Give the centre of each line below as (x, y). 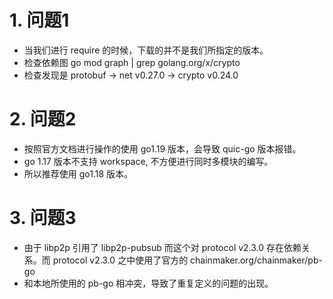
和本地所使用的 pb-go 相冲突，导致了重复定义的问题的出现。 (148, 283)
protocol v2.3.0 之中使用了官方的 (120, 260)
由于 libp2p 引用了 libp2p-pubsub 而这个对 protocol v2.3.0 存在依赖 (162, 247)
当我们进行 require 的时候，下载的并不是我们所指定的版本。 (146, 50)
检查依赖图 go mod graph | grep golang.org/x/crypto (132, 62)
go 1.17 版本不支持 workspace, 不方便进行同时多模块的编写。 (148, 161)
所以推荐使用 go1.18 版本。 (78, 173)
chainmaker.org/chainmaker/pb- (256, 260)
